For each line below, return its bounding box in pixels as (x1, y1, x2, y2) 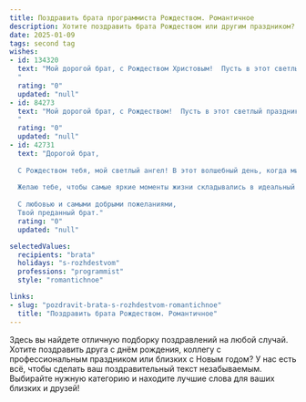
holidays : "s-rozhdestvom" (17, 259, 120, 268)
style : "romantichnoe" (17, 275, 104, 285)
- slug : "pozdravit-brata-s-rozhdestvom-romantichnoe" (9, 300, 222, 310)
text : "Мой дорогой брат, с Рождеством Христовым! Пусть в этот (17, 65, 271, 74)
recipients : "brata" (17, 250, 96, 260)
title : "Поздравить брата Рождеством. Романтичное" (17, 309, 219, 318)
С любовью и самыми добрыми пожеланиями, (17, 200, 178, 210)
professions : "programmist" (17, 267, 125, 276)
